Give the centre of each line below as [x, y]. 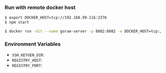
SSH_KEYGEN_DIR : [28, 55]
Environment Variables [33, 44]
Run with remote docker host [40, 7]
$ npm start [17, 22]
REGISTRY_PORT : [27, 66]
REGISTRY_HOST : [27, 60]
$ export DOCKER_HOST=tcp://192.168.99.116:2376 [56, 18]
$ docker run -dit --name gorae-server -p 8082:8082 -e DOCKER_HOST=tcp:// [84, 31]
